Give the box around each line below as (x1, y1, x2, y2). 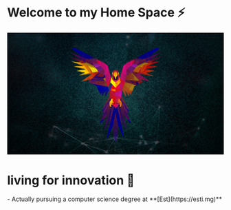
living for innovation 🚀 (7, 172, 135, 188)
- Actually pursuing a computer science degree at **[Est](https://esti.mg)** (7, 195, 222, 203)
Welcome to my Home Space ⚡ (7, 5, 186, 21)
